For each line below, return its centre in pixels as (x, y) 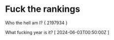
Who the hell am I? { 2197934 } (37, 23)
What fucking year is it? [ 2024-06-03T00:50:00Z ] (57, 32)
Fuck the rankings (43, 9)
